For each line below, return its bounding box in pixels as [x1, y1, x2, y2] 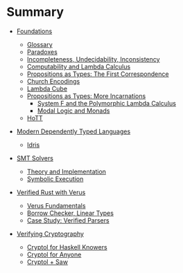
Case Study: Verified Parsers [26, 216, 110, 225]
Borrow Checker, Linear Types [26, 209, 114, 217]
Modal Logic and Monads [37, 106, 110, 115]
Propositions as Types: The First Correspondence [26, 70, 169, 78]
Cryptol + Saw [26, 257, 69, 266]
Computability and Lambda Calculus [26, 62, 131, 70]
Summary [6, 4, 64, 20]
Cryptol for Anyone [26, 250, 82, 258]
